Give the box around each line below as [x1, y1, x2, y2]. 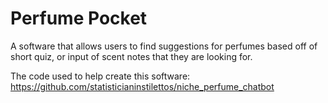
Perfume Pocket [10, 7, 148, 30]
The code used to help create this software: [10, 70, 191, 82]
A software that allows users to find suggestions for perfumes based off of [10, 40, 318, 52]
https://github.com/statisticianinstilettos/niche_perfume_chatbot [10, 80, 275, 92]
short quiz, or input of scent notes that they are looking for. [10, 50, 253, 62]
